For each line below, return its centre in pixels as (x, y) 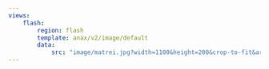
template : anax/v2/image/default (93, 38)
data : (46, 45)
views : (19, 15)
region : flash (60, 30)
